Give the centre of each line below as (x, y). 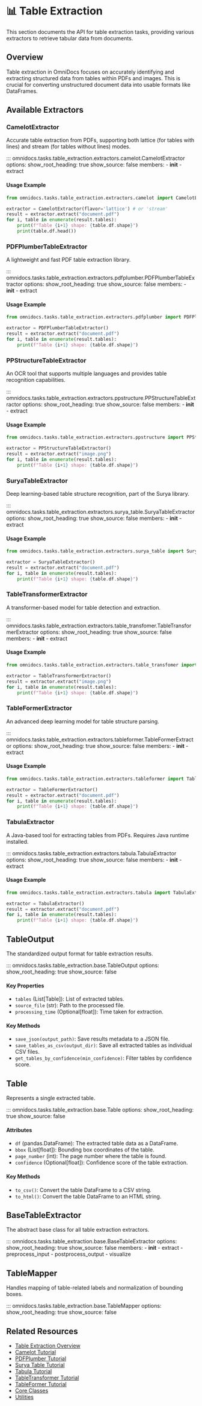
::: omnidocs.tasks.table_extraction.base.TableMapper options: (84, 1306)
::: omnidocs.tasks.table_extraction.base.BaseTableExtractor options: (92, 1241)
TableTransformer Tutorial (47, 1378)
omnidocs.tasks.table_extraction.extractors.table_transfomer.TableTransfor (99, 625)
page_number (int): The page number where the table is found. (90, 1156)
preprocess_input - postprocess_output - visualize (69, 1254)
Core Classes (32, 1391)
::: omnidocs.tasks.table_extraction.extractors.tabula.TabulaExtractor (91, 853)
